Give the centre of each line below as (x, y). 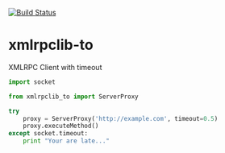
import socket (32, 82)
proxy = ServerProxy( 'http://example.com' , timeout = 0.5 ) (121, 118)
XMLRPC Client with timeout (55, 67)
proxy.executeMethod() (61, 126)
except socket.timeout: (48, 134)
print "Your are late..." (67, 141)
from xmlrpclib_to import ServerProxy (73, 97)
